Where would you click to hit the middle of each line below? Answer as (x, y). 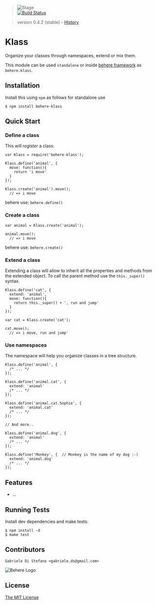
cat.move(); (17, 329)
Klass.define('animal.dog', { (36, 433)
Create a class (22, 215)
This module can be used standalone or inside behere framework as (73, 65)
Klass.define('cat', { (28, 290)
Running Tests (27, 510)
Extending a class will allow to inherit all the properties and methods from (78, 271)
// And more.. (20, 425)
